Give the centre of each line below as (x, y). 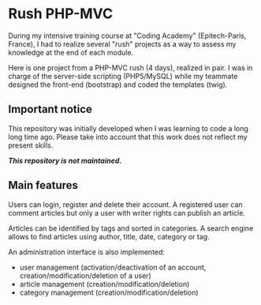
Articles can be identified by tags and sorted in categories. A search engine (131, 228)
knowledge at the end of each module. (71, 52)
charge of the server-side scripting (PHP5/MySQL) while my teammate (123, 76)
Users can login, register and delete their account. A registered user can (125, 204)
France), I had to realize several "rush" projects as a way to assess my (122, 43)
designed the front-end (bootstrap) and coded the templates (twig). (118, 85)
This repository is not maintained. (65, 160)
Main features (43, 185)
